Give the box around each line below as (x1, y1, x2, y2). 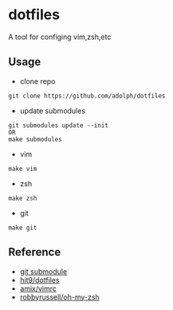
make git (8, 224, 37, 232)
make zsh (8, 194, 37, 202)
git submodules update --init (8, 121, 109, 129)
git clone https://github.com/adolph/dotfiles (8, 92, 166, 100)
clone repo (19, 76, 56, 85)
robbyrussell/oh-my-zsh (19, 292, 100, 301)
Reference (8, 245, 61, 259)
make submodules (8, 135, 62, 143)
